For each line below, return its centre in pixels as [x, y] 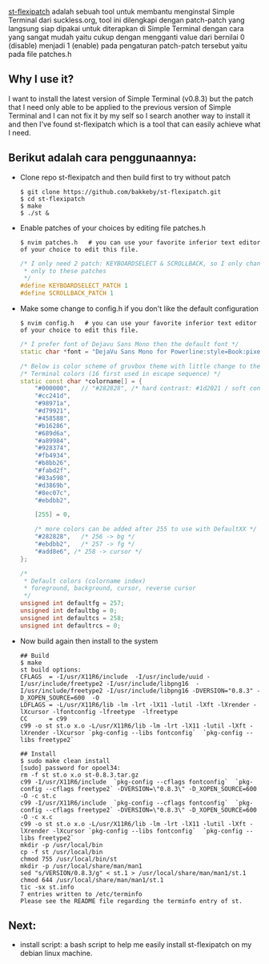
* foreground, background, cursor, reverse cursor [110, 588]
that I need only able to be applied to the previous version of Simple [120, 107]
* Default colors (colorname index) [85, 581]
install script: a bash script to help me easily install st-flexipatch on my [136, 945]
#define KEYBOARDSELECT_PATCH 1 [74, 286]
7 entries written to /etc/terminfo [81, 894]
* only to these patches [65, 271]
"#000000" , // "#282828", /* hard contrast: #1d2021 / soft [141, 389]
